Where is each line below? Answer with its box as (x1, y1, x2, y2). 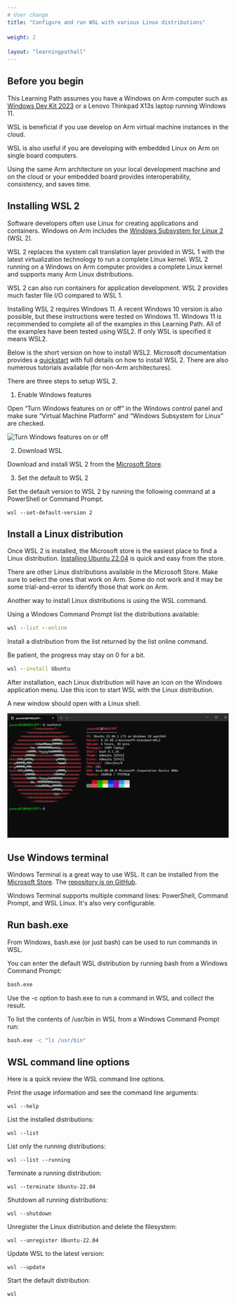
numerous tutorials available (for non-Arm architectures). (7, 363, 172, 371)
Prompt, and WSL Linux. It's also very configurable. (7, 899, 156, 907)
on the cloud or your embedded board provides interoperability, (7, 172, 192, 181)
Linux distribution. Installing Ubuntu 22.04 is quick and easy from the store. (7, 554, 225, 563)
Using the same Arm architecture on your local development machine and (7, 165, 221, 173)
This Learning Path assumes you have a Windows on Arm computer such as (7, 94, 228, 102)
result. (7, 1001, 26, 1010)
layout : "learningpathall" (7, 49, 86, 56)
